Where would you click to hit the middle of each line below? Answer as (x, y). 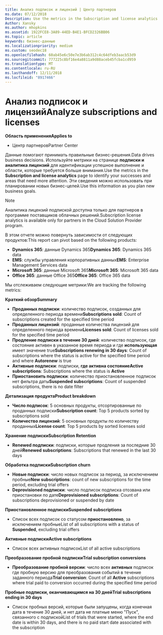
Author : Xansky (20, 23)
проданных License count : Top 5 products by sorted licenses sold (78, 426)
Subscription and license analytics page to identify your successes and (78, 175)
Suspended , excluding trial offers (46, 529)
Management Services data (40, 265)
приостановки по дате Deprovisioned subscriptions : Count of (75, 495)
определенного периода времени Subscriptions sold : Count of (77, 314)
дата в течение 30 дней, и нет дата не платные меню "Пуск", (76, 612)
